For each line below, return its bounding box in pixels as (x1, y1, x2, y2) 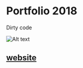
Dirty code (6, 24, 32, 31)
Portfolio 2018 (6, 4, 78, 18)
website (6, 52, 37, 63)
